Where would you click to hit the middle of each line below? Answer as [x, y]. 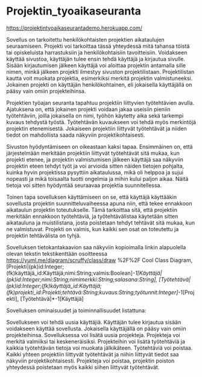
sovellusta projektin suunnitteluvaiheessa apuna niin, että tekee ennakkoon [99, 203]
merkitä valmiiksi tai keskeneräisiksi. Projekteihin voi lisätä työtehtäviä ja [96, 341]
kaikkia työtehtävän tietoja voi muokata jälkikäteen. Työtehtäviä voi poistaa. [99, 348]
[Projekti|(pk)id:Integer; [35, 266]
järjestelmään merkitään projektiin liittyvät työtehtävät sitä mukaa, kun [93, 153]
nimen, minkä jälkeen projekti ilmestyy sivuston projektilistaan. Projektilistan [100, 71]
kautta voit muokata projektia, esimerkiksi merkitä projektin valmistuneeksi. [99, 78]
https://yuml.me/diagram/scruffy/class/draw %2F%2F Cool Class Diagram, [99, 260]
